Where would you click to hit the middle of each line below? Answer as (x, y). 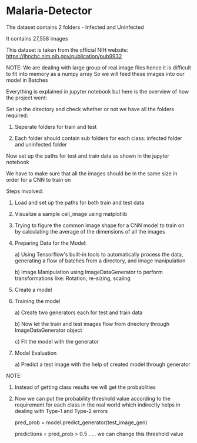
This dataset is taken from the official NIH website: (67, 50)
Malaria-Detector (49, 11)
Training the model (37, 301)
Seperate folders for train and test (56, 126)
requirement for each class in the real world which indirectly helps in (97, 405)
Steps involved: (25, 191)
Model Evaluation (36, 353)
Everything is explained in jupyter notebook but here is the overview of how (98, 91)
